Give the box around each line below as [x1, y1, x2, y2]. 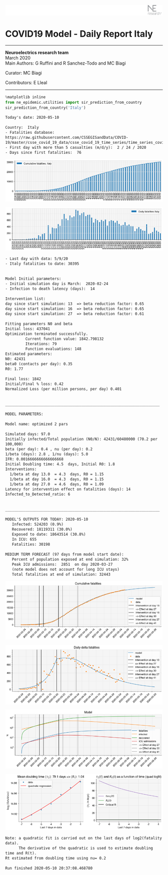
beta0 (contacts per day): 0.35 [5, 361, 72, 366]
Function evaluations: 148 [25, 346, 81, 351]
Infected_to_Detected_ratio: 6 [5, 492, 70, 497]
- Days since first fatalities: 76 [5, 150, 81, 155]
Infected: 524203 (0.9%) [11, 522, 64, 527]
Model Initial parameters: [5, 276, 61, 281]
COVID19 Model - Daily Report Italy [5, 28, 153, 40]
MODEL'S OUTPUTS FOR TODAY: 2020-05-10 [5, 517, 88, 522]
